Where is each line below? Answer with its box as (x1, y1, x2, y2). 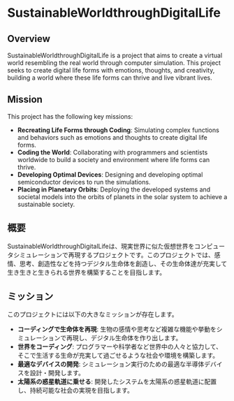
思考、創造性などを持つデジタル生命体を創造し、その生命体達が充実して (19, 259, 228, 268)
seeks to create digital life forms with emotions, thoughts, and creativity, (7, 66, 215, 74)
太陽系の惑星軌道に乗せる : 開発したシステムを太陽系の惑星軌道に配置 (17, 377, 217, 386)
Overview (7, 33, 51, 45)
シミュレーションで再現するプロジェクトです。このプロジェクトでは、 (13, 250, 215, 259)
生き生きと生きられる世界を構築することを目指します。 (7, 268, 166, 277)
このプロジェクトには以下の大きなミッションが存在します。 (7, 310, 178, 319)
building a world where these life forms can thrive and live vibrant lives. (7, 73, 213, 82)
